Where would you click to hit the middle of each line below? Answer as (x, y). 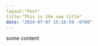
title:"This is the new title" (44, 17)
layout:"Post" (23, 11)
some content (23, 39)
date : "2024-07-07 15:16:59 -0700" (49, 22)
